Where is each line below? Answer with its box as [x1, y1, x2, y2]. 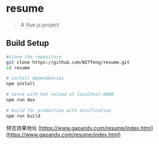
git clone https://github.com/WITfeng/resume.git [6, 59, 130, 65]
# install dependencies [6, 75, 65, 81]
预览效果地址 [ [6, 124, 41, 131]
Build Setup [6, 38, 49, 48]
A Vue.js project [20, 21, 60, 28]
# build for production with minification [6, 108, 111, 113]
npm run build [6, 113, 41, 119]
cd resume [6, 65, 31, 71]
